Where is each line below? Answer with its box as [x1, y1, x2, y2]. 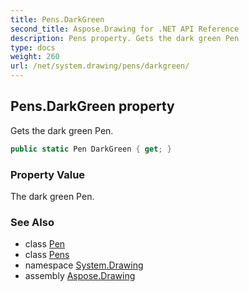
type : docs [10, 42, 56, 53]
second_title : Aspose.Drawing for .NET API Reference [10, 24, 240, 34]
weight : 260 [10, 52, 60, 62]
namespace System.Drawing [24, 259, 144, 271]
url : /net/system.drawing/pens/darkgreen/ [10, 61, 190, 71]
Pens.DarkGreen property [10, 98, 175, 115]
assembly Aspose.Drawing [24, 270, 136, 282]
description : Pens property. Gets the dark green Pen [10, 33, 240, 43]
